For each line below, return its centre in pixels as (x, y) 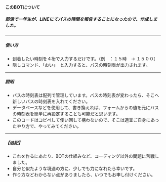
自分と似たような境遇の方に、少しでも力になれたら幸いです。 (75, 169)
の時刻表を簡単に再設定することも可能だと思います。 (66, 114)
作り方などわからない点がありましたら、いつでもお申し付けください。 (84, 175)
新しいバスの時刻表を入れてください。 (51, 101)
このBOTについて (23, 7)
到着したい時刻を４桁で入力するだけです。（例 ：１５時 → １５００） (85, 58)
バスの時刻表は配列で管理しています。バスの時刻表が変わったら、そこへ (85, 95)
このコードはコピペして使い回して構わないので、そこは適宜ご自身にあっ (86, 120)
